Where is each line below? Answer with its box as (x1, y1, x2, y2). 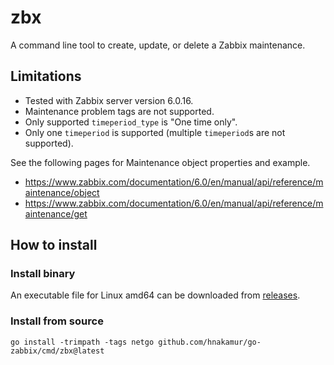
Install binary (10, 267, 76, 281)
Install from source (10, 314, 104, 328)
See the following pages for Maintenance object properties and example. (10, 156, 311, 168)
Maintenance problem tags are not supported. (24, 105, 215, 117)
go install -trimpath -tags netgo (10, 337, 155, 347)
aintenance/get (24, 207, 88, 220)
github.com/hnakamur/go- (158, 337, 262, 347)
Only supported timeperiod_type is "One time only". (24, 116, 238, 128)
